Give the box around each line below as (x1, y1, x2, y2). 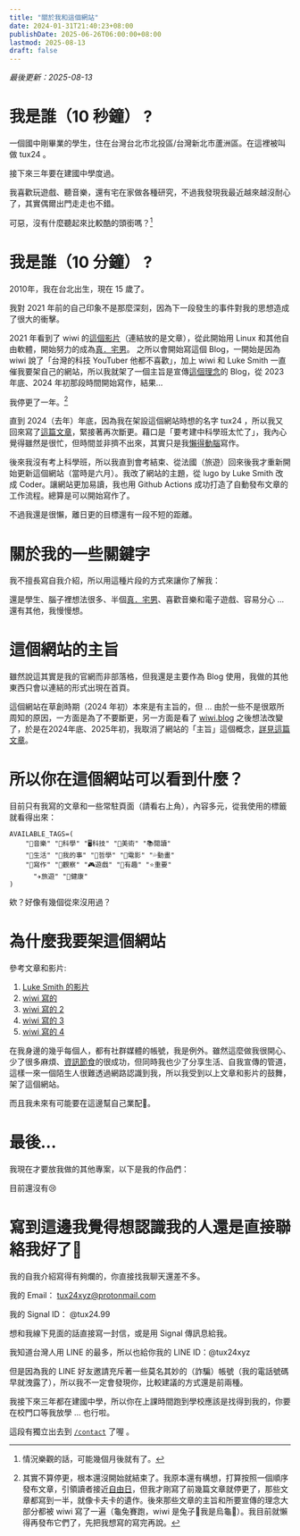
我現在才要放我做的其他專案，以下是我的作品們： (9, 1163, 189, 1174)
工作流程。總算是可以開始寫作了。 (9, 491, 135, 501)
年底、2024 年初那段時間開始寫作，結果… (9, 377, 163, 388)
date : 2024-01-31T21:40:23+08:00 (9, 21, 134, 30)
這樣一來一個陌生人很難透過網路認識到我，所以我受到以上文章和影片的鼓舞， (9, 1068, 291, 1079)
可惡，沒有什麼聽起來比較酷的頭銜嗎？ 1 (9, 216, 154, 228)
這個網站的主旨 (9, 640, 120, 660)
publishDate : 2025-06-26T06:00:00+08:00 (9, 29, 162, 38)
